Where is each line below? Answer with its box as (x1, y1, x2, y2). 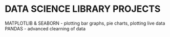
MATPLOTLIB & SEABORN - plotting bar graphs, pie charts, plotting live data (5, 20, 165, 26)
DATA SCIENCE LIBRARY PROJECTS (5, 3, 161, 15)
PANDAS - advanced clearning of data (5, 25, 86, 31)
